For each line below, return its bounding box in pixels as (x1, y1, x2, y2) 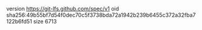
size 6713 (33, 18, 57, 25)
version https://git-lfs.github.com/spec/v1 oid (6, 5, 120, 12)
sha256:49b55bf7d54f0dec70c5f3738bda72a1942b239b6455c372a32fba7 (6, 11, 196, 19)
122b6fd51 (6, 18, 32, 25)
